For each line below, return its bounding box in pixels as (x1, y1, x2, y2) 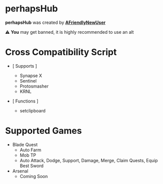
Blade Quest (12, 141, 38, 147)
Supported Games (5, 125, 82, 137)
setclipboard (19, 107, 46, 113)
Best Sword (19, 163, 44, 169)
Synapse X (19, 73, 42, 79)
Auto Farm (19, 147, 41, 153)
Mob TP (19, 152, 36, 158)
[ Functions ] (12, 98, 39, 104)
